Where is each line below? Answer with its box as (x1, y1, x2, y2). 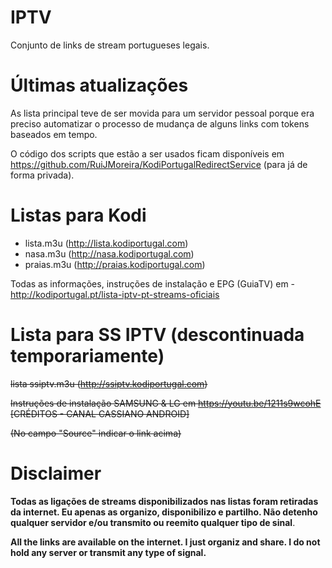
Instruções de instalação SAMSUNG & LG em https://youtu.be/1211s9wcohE (10, 397, 322, 409)
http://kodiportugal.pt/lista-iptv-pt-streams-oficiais (10, 288, 220, 300)
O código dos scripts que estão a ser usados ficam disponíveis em (10, 147, 285, 160)
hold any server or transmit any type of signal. (10, 546, 207, 558)
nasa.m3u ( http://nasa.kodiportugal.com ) (24, 247, 195, 260)
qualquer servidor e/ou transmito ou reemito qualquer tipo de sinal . (10, 516, 296, 528)
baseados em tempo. (10, 128, 98, 140)
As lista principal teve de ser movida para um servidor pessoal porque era (10, 107, 315, 119)
